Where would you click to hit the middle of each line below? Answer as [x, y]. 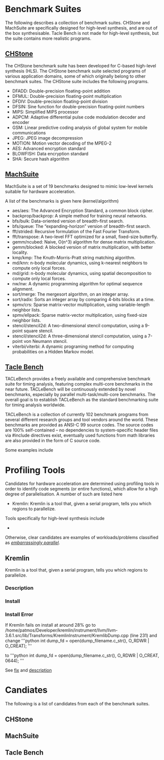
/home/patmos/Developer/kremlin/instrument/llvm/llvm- [61, 630]
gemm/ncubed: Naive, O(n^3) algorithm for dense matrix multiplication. [84, 242]
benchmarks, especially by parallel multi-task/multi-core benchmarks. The [80, 395]
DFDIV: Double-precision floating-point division [60, 101]
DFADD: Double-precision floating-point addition [61, 91]
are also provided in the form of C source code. [53, 441]
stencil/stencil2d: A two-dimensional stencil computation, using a [78, 325]
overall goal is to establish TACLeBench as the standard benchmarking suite [82, 400]
